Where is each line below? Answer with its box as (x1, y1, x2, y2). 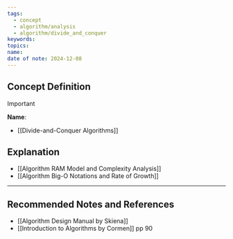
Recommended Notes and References (7, 198, 175, 210)
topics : (7, 42, 30, 49)
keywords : (7, 36, 36, 43)
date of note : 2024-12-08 (7, 55, 82, 62)
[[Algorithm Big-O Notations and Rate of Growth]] (17, 172, 159, 180)
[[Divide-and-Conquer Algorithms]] (17, 126, 119, 134)
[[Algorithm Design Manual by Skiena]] (17, 217, 128, 225)
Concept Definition (7, 81, 92, 93)
